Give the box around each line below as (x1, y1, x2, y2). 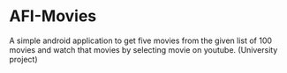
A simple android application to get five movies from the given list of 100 (9, 35, 272, 46)
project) (9, 54, 38, 64)
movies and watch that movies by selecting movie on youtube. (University (9, 44, 278, 55)
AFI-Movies (9, 6, 97, 26)
